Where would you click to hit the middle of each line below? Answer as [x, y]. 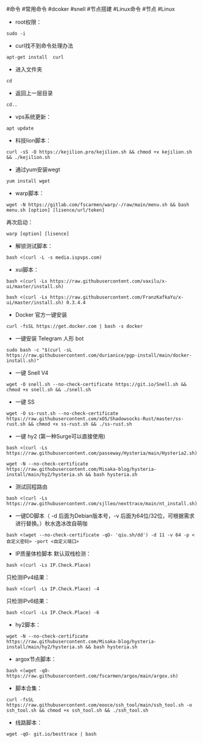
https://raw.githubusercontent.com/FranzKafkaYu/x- [117, 297]
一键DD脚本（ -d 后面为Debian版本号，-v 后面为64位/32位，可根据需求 [105, 516]
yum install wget [28, 181]
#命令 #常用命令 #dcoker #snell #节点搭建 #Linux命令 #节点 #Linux [91, 9]
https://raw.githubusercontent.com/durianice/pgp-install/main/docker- [99, 355]
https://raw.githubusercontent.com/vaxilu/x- [109, 281]
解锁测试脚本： [34, 246]
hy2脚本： [28, 625]
